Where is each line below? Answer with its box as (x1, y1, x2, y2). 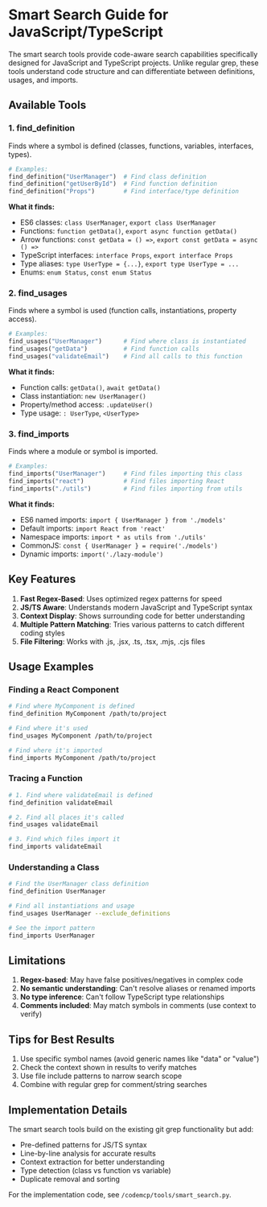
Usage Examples (8, 659, 94, 673)
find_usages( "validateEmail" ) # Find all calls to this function (8, 353, 243, 361)
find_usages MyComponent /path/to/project (8, 731, 153, 740)
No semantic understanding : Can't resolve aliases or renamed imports (19, 984, 256, 994)
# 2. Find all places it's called (8, 813, 125, 821)
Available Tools (8, 98, 87, 112)
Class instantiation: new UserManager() (19, 391, 146, 400)
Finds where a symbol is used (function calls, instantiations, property (8, 306, 237, 316)
